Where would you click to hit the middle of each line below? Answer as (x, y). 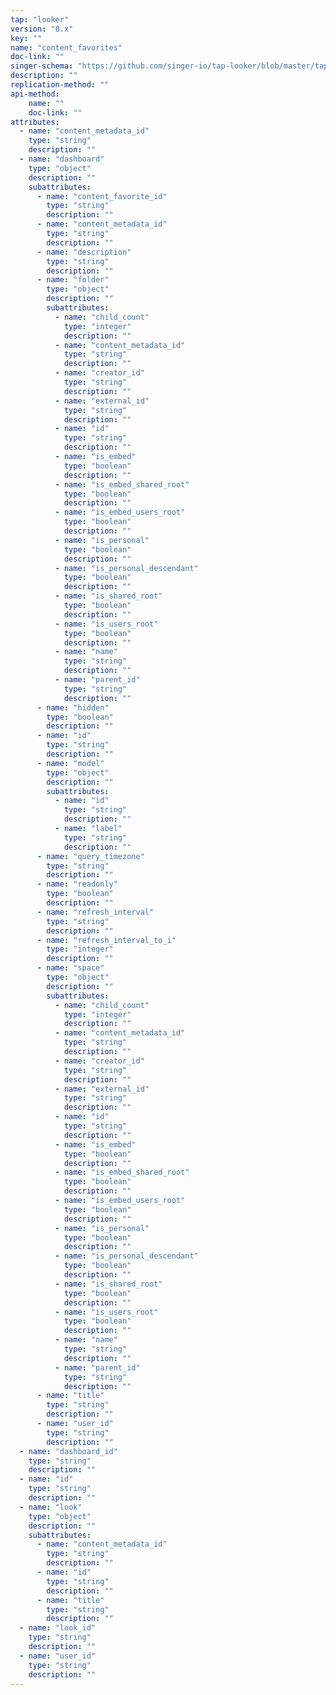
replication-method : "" (60, 85)
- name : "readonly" (77, 884)
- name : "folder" (73, 280)
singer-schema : (42, 66)
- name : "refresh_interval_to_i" (106, 940)
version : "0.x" (42, 29)
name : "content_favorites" (66, 47)
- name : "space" (70, 968)
